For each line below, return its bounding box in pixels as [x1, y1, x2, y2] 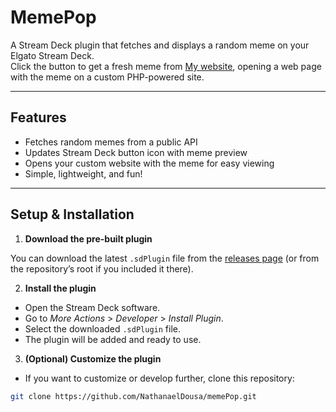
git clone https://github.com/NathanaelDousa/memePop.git [10, 391, 257, 401]
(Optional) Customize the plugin [24, 352, 162, 365]
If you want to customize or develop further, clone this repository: [24, 372, 295, 384]
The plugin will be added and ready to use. [24, 333, 202, 345]
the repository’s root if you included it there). [10, 262, 194, 275]
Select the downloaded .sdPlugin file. [24, 322, 181, 335]
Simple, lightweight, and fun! [24, 167, 143, 180]
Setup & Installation [10, 206, 135, 223]
